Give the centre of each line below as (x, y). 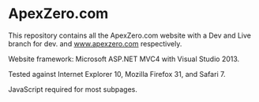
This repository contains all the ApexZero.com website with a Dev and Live (129, 35)
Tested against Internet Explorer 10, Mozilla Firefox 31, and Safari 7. (117, 74)
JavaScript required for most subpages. (73, 89)
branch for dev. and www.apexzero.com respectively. (95, 43)
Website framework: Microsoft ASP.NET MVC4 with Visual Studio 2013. (124, 59)
